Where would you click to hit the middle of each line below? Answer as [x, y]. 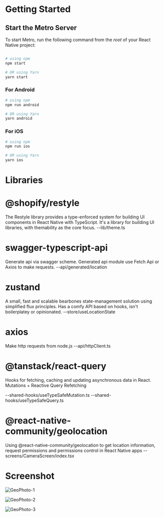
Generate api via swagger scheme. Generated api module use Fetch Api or [82, 262]
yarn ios [14, 160]
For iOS [14, 131]
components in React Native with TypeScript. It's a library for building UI [80, 222]
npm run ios [18, 146]
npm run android [22, 105]
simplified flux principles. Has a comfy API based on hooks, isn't [72, 307]
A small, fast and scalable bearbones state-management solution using [78, 301]
